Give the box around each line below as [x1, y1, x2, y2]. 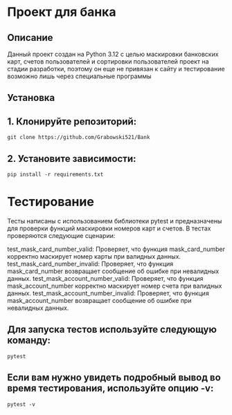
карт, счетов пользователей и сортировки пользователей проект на [7, 57, 209, 66]
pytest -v [7, 400, 36, 408]
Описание [7, 32, 53, 44]
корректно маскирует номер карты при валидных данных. [7, 252, 181, 260]
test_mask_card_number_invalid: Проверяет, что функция [7, 259, 174, 268]
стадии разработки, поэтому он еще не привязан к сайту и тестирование [7, 65, 225, 73]
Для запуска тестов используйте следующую [7, 324, 217, 335]
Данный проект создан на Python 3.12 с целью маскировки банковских [7, 50, 220, 58]
